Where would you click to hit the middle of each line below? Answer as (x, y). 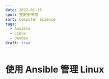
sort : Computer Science (31, 19)
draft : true (18, 43)
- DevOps (19, 38)
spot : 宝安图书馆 (22, 15)
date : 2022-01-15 (24, 10)
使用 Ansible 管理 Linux (55, 69)
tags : (11, 24)
